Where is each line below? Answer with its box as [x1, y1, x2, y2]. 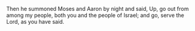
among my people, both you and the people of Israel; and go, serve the [6, 12, 185, 19]
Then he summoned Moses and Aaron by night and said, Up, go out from [6, 5, 190, 12]
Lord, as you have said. [6, 18, 65, 25]
